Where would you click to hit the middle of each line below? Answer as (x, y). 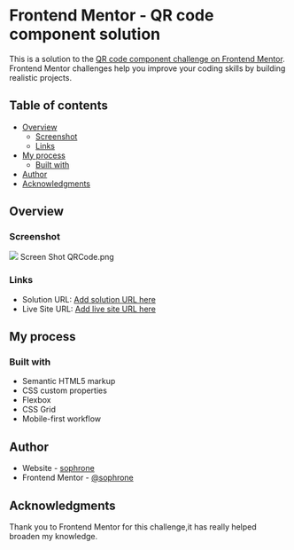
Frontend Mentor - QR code (112, 16)
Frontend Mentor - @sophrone (78, 478)
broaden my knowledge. (54, 537)
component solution (85, 34)
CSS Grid (39, 410)
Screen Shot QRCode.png (67, 257)
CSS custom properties (65, 390)
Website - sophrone (58, 468)
